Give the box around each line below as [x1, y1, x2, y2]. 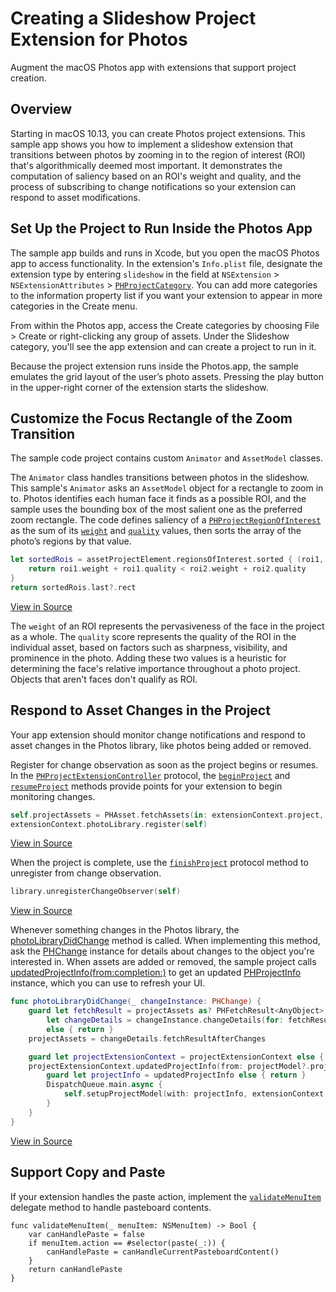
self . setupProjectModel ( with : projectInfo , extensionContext [63, 1089, 325, 1099]
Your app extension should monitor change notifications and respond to [10, 728, 306, 741]
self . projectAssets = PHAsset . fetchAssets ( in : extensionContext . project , [10, 810, 325, 820]
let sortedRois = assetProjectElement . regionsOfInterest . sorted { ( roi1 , [10, 555, 325, 565]
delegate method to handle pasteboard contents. [10, 1201, 212, 1213]
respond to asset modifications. [10, 191, 141, 203]
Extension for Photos [10, 28, 188, 51]
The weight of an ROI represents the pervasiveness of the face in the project [10, 620, 325, 632]
